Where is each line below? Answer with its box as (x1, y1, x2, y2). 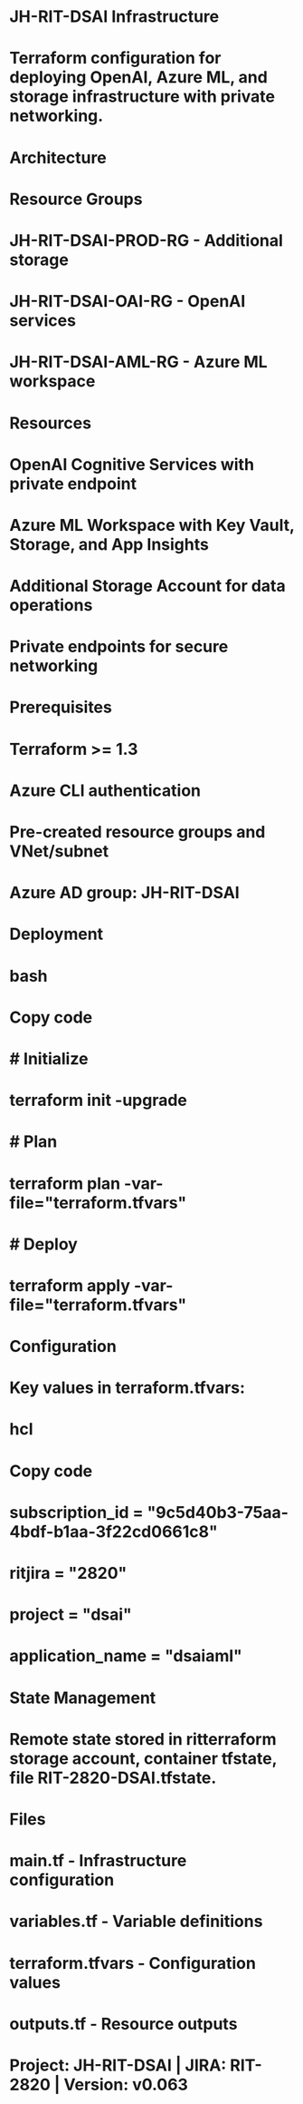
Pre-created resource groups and (9, 822, 266, 842)
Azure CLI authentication (9, 780, 202, 800)
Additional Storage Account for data (9, 576, 287, 596)
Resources (9, 413, 92, 433)
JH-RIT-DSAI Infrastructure (9, 6, 220, 27)
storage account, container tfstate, (9, 1748, 278, 1768)
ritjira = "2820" (9, 1563, 128, 1583)
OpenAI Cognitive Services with (9, 454, 255, 475)
